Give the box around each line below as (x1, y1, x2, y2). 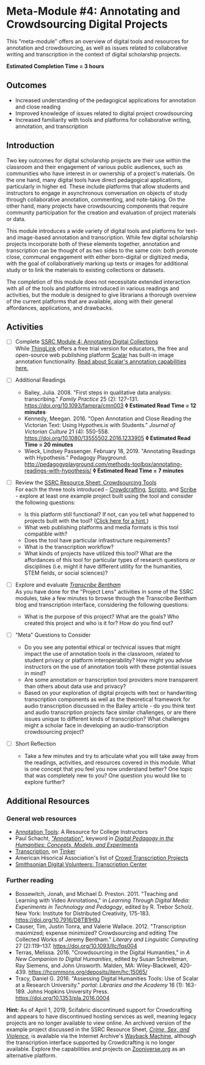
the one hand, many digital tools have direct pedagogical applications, (6, 176, 183, 183)
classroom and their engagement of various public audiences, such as (6, 163, 183, 170)
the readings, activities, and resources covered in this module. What (24, 759, 196, 766)
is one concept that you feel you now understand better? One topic (24, 765, 193, 773)
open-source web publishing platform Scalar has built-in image (15, 351, 174, 359)
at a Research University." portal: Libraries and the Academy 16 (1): (15, 981, 184, 988)
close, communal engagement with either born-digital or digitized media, (6, 253, 190, 260)
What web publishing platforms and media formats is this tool (24, 523, 179, 531)
